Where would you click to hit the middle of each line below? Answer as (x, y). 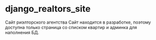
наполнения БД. (22, 32)
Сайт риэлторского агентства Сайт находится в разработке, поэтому (78, 22)
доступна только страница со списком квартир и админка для (71, 27)
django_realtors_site (48, 9)
